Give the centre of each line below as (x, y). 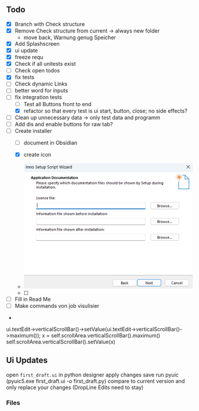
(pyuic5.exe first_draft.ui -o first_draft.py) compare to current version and (96, 381)
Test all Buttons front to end (57, 104)
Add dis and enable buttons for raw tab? (64, 124)
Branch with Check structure (50, 24)
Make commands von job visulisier (57, 305)
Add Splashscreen (37, 43)
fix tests (24, 77)
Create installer (33, 130)
